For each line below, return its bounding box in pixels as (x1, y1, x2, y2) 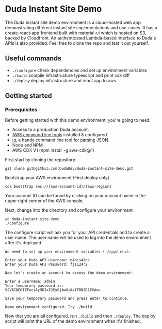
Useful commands (5, 55, 62, 63)
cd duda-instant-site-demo (5, 217, 60, 222)
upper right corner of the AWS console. (5, 198, 84, 204)
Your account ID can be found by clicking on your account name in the (5, 193, 146, 199)
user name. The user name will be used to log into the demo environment (5, 235, 151, 240)
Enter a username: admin (5, 279, 55, 284)
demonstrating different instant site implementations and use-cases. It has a (5, 24, 158, 30)
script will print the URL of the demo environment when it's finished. (5, 318, 141, 324)
